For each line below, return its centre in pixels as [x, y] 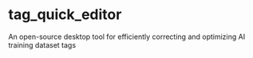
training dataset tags [42, 44]
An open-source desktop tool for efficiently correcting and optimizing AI [127, 37]
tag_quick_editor [65, 15]
